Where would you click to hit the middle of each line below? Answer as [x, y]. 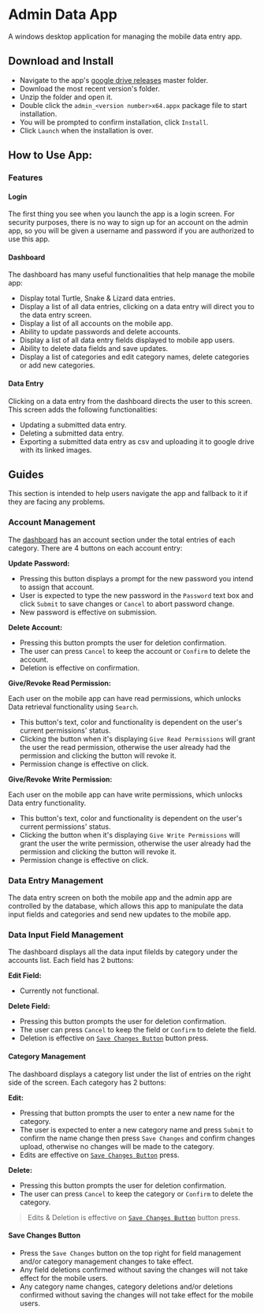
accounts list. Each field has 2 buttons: [71, 961]
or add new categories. [57, 365]
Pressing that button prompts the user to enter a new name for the [127, 1113]
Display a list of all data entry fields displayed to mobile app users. [127, 340]
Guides [26, 475]
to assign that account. [57, 587]
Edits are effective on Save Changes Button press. [99, 1155]
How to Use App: [50, 155]
